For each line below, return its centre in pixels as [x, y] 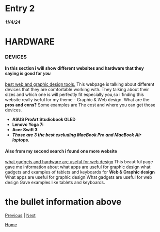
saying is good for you [28, 74]
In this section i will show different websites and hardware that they [74, 68]
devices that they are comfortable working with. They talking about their [77, 90]
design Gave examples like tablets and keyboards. [55, 183]
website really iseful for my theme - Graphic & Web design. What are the [77, 100]
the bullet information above [63, 202]
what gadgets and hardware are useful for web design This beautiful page [79, 162]
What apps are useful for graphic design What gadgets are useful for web [79, 177]
